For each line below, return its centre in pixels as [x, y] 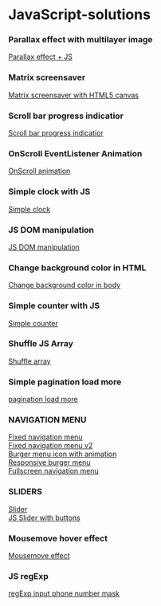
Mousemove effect [39, 556]
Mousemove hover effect [58, 538]
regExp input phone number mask [64, 594]
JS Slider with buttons [45, 517]
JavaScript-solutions [80, 15]
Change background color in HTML [77, 267]
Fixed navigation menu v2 [51, 446]
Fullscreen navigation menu [53, 471]
